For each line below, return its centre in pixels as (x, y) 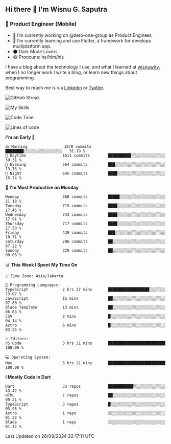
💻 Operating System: (28, 357)
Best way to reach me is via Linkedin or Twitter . (55, 87)
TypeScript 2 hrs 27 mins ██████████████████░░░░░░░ (86, 290)
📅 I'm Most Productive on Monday (42, 187)
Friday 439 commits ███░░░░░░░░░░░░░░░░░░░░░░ (86, 232)
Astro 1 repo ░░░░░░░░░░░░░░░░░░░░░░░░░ (86, 413)
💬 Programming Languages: (33, 285)
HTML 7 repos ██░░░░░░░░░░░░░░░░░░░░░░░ (86, 395)
